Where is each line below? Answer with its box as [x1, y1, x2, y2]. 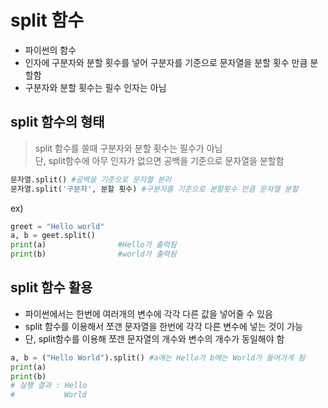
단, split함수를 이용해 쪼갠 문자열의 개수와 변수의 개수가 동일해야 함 [24, 332, 285, 345]
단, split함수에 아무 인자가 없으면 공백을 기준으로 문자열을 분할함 [34, 154, 285, 166]
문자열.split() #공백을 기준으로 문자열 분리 [10, 174, 172, 185]
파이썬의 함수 [24, 44, 77, 56]
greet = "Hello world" [10, 221, 105, 231]
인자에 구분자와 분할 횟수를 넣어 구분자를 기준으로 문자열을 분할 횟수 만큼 [24, 56, 308, 68]
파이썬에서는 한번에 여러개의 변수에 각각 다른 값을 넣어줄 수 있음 [24, 307, 273, 320]
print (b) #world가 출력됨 [10, 249, 177, 260]
